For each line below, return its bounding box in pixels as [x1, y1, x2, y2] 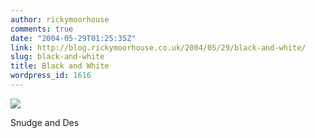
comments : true [10, 24, 74, 34]
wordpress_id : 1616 [10, 71, 92, 81]
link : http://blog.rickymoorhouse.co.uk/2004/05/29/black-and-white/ [10, 42, 307, 53]
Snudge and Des [10, 116, 80, 128]
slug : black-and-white [10, 52, 105, 62]
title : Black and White [10, 61, 110, 71]
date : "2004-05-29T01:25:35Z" [10, 33, 137, 43]
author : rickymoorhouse [10, 14, 110, 25]
